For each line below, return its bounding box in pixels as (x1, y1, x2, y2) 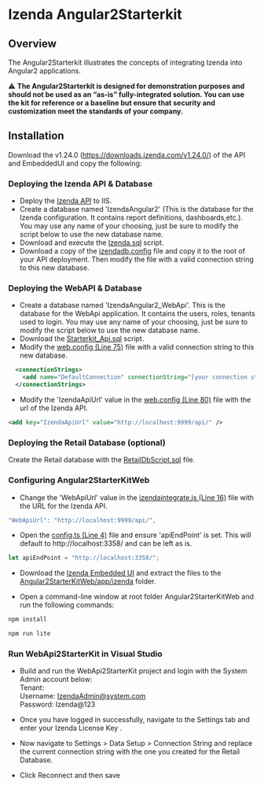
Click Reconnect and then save (19, 770, 120, 780)
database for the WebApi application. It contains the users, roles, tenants (19, 309, 255, 318)
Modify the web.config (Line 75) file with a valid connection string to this (19, 343, 255, 352)
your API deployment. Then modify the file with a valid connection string (19, 254, 254, 265)
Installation (8, 129, 64, 143)
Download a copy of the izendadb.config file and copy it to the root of (19, 247, 246, 256)
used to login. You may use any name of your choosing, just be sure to (19, 317, 248, 327)
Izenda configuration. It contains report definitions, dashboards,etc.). (19, 213, 244, 222)
